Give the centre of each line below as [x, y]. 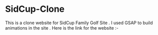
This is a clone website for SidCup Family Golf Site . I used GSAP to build [79, 23]
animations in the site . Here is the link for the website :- [62, 28]
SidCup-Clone [35, 9]
